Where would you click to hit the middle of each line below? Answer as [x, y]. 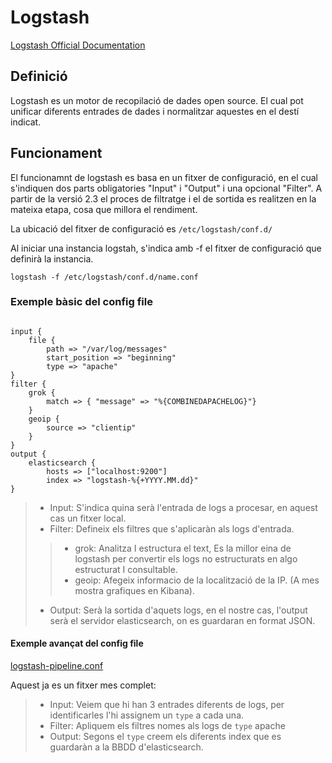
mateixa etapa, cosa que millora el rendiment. [104, 209]
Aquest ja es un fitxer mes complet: [83, 685]
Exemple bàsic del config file [81, 302]
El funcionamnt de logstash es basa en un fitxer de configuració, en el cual [164, 177]
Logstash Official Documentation [78, 45]
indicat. [26, 122]
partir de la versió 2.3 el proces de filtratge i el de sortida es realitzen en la [163, 198]
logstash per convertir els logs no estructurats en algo [186, 558]
